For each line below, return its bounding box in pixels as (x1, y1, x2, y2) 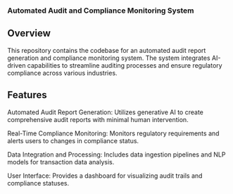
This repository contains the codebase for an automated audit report (7, 46, 206, 54)
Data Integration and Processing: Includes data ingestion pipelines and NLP (7, 150, 226, 159)
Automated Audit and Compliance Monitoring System (7, 6, 195, 16)
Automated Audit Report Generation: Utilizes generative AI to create (7, 108, 204, 116)
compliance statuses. (7, 178, 69, 187)
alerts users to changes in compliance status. (7, 136, 139, 145)
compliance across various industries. (7, 68, 118, 77)
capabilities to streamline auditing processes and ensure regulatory (27, 61, 223, 69)
